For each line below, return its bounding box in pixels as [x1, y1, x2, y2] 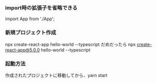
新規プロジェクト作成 [5, 29, 56, 36]
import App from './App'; [5, 16, 55, 22]
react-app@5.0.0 [5, 47, 40, 53]
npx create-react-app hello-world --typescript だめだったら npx [5, 41, 136, 47]
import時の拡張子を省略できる [5, 4, 78, 11]
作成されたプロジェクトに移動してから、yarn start [5, 72, 108, 78]
